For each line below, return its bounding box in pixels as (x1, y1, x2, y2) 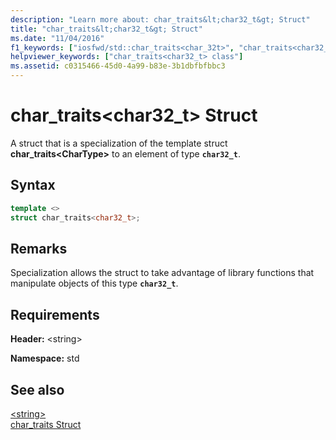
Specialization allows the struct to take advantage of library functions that (10, 267, 315, 279)
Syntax (10, 177, 56, 194)
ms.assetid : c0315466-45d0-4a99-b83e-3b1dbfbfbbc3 (10, 61, 226, 71)
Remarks (10, 240, 68, 257)
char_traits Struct (10, 418, 82, 430)
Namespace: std (10, 352, 80, 365)
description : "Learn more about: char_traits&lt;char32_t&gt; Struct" (10, 14, 311, 25)
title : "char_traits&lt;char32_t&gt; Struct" (10, 24, 203, 34)
